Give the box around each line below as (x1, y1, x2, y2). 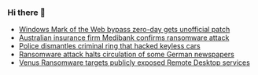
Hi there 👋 (7, 7, 46, 18)
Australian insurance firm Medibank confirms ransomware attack (18, 33, 230, 42)
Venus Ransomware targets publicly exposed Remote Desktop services (18, 58, 251, 67)
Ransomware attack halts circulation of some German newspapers (18, 50, 235, 59)
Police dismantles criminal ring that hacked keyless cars (18, 41, 201, 51)
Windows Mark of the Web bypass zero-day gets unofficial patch (18, 25, 230, 34)
